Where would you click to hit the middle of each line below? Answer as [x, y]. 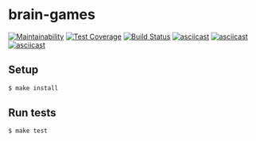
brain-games [52, 15]
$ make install [33, 88]
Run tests [32, 113]
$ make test [28, 131]
